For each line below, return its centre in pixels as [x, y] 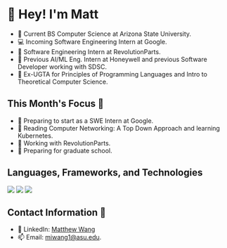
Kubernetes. [35, 136]
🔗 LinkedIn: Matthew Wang [56, 229]
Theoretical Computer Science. [63, 81]
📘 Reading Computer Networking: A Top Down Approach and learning [118, 128]
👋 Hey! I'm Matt [53, 14]
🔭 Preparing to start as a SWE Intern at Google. [85, 120]
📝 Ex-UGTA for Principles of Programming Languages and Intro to [112, 74]
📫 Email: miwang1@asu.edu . [59, 237]
